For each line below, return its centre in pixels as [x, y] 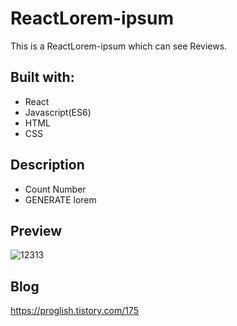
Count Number [55, 189]
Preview [36, 230]
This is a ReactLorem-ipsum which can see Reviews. [119, 46]
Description [47, 165]
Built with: [42, 77]
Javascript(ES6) [58, 112]
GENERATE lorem [60, 199]
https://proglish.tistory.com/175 [75, 311]
